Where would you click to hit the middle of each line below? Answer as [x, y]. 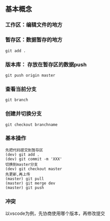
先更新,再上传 [18, 174]
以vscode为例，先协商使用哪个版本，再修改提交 [55, 213]
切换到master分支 [22, 164]
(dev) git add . [22, 154]
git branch [17, 100]
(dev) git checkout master [34, 169]
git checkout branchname [31, 125]
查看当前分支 [21, 89]
